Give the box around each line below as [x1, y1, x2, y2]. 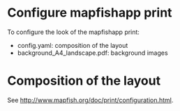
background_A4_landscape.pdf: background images [17, 49, 169, 57]
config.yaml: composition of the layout [17, 41, 128, 49]
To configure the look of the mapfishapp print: [7, 28, 140, 36]
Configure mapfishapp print [7, 5, 172, 21]
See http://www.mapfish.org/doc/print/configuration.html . [7, 96, 174, 104]
